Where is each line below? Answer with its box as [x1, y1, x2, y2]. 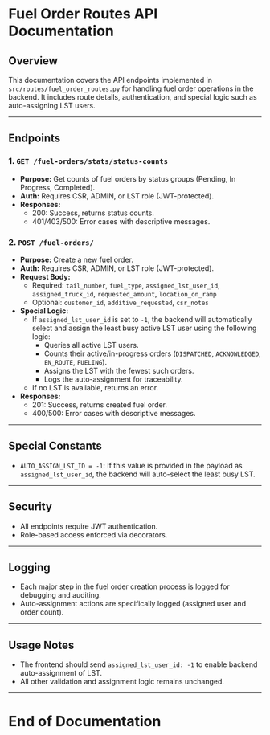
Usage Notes [8, 638, 75, 651]
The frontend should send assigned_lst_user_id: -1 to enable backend [19, 659, 258, 669]
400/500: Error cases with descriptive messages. [31, 408, 196, 418]
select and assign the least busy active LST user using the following [31, 323, 257, 333]
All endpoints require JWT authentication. [19, 521, 158, 531]
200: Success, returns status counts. [31, 208, 154, 218]
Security [8, 500, 52, 514]
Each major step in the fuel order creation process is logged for [19, 582, 231, 591]
